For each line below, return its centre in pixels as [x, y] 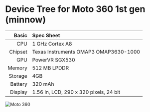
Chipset [18, 52]
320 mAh [43, 84]
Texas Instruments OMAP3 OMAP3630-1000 [86, 52]
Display [18, 92]
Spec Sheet [46, 35]
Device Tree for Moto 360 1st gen [75, 9]
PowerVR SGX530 [54, 59]
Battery [19, 84]
